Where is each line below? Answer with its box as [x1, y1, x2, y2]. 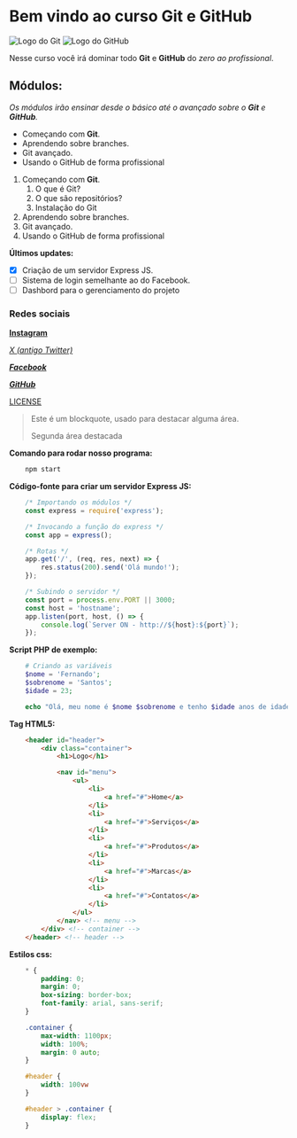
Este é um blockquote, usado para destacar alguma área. [30, 414, 240, 425]
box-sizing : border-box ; [41, 991, 133, 1000]
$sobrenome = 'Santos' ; [25, 678, 113, 688]
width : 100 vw [41, 1080, 89, 1089]
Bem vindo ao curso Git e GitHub [9, 6, 253, 27]
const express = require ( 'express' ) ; [25, 506, 164, 515]
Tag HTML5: [9, 718, 56, 729]
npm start [25, 465, 62, 474]
